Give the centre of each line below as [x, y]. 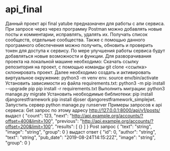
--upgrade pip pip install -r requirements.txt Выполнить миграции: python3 [85, 88]
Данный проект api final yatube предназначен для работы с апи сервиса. [85, 23]
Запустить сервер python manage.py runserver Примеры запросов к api [84, 105]
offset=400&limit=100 [28, 121]
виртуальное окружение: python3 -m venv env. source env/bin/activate [82, 78]
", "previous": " [67, 121]
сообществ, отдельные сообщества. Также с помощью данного [75, 40]
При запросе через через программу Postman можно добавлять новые [84, 29]
